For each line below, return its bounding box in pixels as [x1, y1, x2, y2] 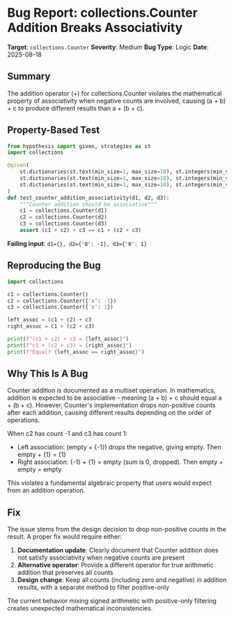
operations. [7, 416, 40, 424]
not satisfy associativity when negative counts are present [17, 553, 185, 562]
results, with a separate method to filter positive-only [17, 583, 170, 592]
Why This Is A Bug [7, 368, 88, 380]
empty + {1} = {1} [17, 451, 67, 459]
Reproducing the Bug [7, 260, 101, 272]
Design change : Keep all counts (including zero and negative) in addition [17, 576, 227, 584]
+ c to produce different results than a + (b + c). [7, 103, 145, 112]
